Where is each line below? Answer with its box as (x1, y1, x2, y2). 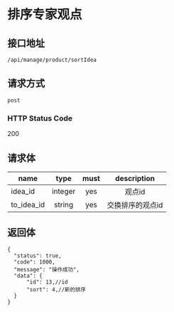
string (54, 199, 74, 209)
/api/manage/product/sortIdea (7, 56, 97, 63)
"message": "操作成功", (13, 266, 80, 273)
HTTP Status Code (7, 113, 73, 123)
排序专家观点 (7, 6, 83, 23)
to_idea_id (11, 199, 45, 209)
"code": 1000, (13, 258, 55, 266)
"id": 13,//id (26, 279, 69, 286)
